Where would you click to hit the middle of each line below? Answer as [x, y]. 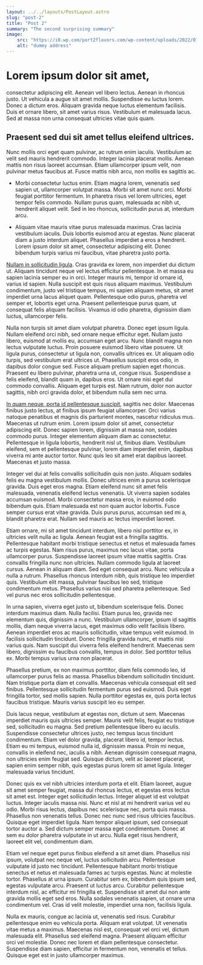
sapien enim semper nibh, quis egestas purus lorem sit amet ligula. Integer [99, 765]
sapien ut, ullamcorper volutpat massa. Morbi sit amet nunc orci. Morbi [103, 189]
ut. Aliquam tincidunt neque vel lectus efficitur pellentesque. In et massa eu [100, 271]
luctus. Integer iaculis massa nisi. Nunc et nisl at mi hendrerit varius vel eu [98, 803]
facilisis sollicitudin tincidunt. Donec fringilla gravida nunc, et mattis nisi [95, 639]
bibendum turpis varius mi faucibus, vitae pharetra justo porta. [93, 253]
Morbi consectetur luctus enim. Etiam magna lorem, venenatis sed [97, 183]
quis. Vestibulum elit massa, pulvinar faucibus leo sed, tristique [85, 582]
